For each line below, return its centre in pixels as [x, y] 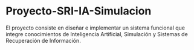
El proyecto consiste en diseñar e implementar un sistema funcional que [95, 28]
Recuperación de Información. [43, 40]
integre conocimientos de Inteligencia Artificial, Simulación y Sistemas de [97, 34]
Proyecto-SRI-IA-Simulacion [79, 11]
